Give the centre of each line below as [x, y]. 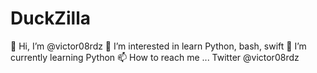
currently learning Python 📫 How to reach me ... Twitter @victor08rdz [155, 57]
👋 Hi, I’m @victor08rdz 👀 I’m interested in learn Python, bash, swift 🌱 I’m [158, 46]
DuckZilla [50, 18]
